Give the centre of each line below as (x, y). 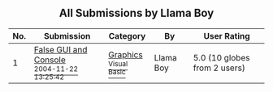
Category (127, 36)
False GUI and (61, 49)
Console (50, 60)
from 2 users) (219, 68)
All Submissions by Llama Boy (136, 13)
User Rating (227, 36)
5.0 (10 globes (221, 57)
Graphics (126, 54)
